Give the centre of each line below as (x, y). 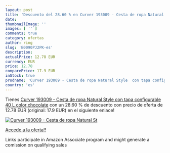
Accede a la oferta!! (26, 130)
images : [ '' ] (21, 29)
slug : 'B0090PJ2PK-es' (29, 47)
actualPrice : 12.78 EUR (30, 57)
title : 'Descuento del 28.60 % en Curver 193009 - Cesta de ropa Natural (85, 15)
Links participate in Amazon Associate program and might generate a (77, 139)
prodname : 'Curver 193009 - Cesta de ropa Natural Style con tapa (78, 80)
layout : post (19, 10)
